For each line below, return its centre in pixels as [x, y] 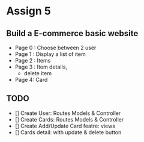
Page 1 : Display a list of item [50, 54]
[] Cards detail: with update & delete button [68, 132]
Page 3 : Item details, [41, 67]
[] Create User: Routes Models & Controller [68, 113]
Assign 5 [28, 11]
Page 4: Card [31, 80]
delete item [38, 73]
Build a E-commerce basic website [72, 33]
